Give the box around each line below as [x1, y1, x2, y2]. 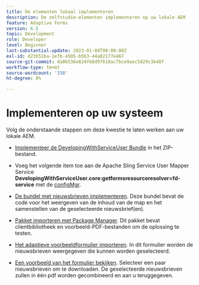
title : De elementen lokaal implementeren [6, 8, 114, 15]
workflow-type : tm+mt [6, 64, 60, 71]
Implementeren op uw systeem [6, 106, 163, 120]
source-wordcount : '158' [6, 70, 68, 76]
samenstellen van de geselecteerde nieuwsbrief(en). [14, 206, 145, 213]
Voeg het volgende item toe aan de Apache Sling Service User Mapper [14, 162, 189, 169]
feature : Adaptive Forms [6, 20, 68, 26]
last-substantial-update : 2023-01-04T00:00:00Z [6, 48, 127, 54]
